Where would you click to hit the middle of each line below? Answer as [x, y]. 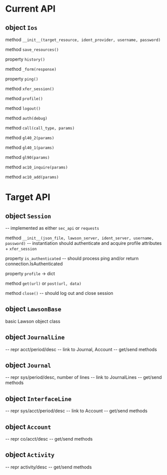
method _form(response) [31, 69]
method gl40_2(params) [30, 138]
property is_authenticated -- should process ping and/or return [72, 258]
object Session [28, 216]
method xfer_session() [30, 89]
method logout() [23, 108]
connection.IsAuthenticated [34, 264]
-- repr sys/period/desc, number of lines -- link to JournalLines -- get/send [83, 377]
